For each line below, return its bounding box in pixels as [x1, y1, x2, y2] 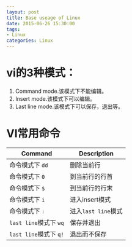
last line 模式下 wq [9, 218, 64, 227]
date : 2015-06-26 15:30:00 [6, 20, 75, 26]
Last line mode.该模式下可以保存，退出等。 [15, 103, 124, 110]
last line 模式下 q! [9, 230, 64, 238]
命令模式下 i [9, 195, 45, 203]
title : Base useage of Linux [6, 15, 81, 21]
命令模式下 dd [9, 160, 48, 169]
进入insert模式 [70, 195, 111, 203]
